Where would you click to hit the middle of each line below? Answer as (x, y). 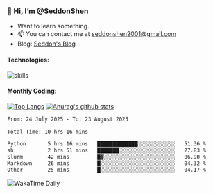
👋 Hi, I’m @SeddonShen (48, 11)
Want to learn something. (53, 26)
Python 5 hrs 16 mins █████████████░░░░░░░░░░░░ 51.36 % (107, 144)
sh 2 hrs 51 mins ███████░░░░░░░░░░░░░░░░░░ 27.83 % (107, 151)
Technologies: (28, 60)
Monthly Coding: (32, 91)
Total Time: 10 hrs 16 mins (48, 132)
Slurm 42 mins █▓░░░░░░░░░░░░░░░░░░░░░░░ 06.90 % (107, 157)
